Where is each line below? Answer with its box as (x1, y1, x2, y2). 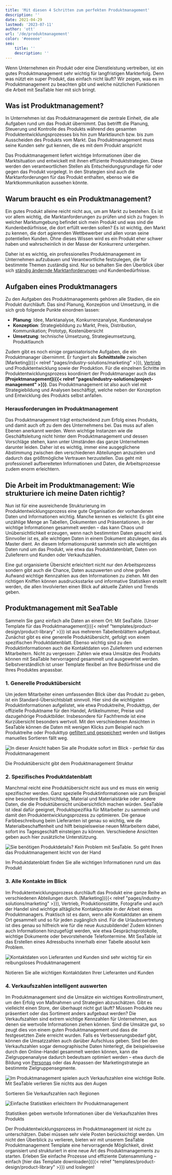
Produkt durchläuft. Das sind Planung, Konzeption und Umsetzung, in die (5, 301, 159, 308)
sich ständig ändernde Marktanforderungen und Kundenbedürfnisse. (5, 267, 151, 274)
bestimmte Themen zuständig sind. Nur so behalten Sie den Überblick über (5, 262, 164, 268)
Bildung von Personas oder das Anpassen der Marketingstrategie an (5, 1060, 149, 1066)
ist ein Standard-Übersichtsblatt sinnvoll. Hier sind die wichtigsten (5, 697, 145, 703)
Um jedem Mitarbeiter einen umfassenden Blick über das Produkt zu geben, (5, 691, 165, 697)
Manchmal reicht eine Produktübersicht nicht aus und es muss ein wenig (5, 785, 159, 791)
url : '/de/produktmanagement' (5, 31, 70, 37)
